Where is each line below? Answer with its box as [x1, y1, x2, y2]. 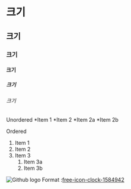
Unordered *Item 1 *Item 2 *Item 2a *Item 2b [6, 116, 119, 123]
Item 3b [23, 165, 43, 172]
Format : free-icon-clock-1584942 [42, 176, 125, 183]
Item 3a [23, 158, 43, 165]
